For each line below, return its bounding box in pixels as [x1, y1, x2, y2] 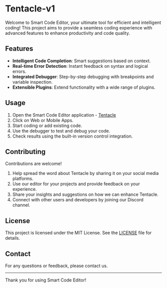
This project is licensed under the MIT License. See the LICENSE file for [5, 230, 152, 236]
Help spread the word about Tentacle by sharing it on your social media [12, 170, 159, 176]
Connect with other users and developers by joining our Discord [12, 197, 144, 203]
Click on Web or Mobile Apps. [12, 117, 74, 123]
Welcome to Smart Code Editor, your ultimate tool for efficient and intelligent [5, 19, 162, 25]
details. [5, 235, 20, 241]
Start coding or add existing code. [12, 123, 83, 129]
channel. [12, 202, 31, 208]
